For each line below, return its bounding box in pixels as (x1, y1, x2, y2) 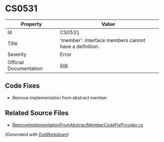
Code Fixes (5, 82, 40, 90)
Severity (7, 51, 27, 58)
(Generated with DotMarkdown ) (5, 131, 69, 137)
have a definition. (60, 43, 100, 49)
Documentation (7, 65, 43, 71)
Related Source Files (5, 109, 69, 118)
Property (20, 21, 42, 27)
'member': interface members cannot (60, 37, 145, 44)
